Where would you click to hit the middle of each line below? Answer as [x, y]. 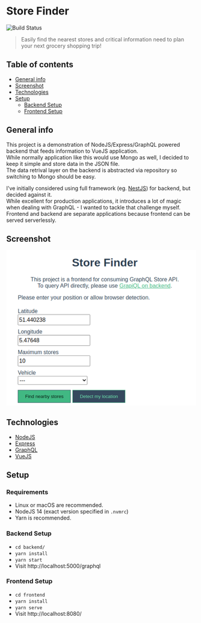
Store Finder [38, 11]
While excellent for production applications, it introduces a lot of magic [94, 201]
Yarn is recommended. [43, 518]
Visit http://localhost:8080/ [48, 613]
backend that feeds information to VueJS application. [72, 151]
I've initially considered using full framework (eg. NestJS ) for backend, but [98, 188]
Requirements [27, 492]
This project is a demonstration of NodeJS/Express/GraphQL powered [93, 144]
